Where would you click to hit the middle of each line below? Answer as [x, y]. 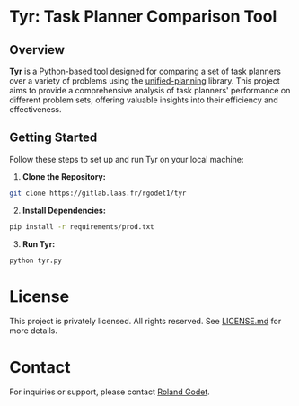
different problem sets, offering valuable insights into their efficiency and [144, 100]
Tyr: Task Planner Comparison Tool [143, 17]
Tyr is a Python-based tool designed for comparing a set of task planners [145, 71]
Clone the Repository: [64, 176]
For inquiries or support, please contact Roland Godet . [110, 392]
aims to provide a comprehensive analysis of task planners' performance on [150, 90]
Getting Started [53, 138]
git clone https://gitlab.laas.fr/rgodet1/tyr [98, 193]
